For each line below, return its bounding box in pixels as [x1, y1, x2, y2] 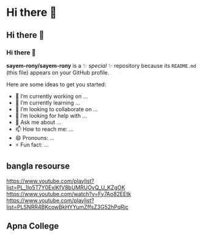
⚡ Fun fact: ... [15, 140, 49, 148]
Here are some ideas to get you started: [6, 81, 107, 88]
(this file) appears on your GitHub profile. [6, 68, 110, 76]
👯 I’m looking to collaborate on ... [15, 105, 98, 112]
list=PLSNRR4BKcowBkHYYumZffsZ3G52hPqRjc [6, 203, 129, 210]
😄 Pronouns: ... [15, 134, 55, 141]
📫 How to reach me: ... [15, 125, 74, 133]
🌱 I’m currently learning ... [15, 99, 81, 106]
